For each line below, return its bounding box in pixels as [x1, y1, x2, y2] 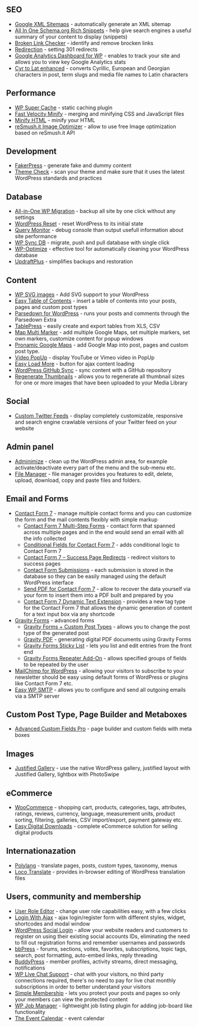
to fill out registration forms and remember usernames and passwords [14, 939, 186, 946]
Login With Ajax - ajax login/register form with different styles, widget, [14, 914, 186, 921]
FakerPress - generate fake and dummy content [14, 162, 132, 169]
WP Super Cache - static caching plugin [14, 104, 113, 111]
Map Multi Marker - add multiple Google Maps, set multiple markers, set [14, 329, 190, 336]
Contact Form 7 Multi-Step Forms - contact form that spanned [23, 522, 176, 529]
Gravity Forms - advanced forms [14, 616, 95, 624]
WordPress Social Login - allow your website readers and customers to [14, 926, 188, 933]
